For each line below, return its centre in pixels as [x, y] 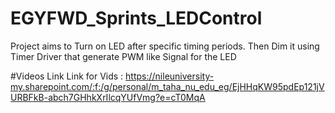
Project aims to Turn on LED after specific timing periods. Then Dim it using [165, 46]
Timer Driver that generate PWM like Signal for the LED [123, 56]
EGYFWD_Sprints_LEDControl [136, 18]
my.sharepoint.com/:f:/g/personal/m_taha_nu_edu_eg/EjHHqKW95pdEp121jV [167, 86]
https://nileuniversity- [170, 76]
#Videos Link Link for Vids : [67, 76]
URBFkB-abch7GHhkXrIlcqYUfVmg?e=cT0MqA [108, 97]
